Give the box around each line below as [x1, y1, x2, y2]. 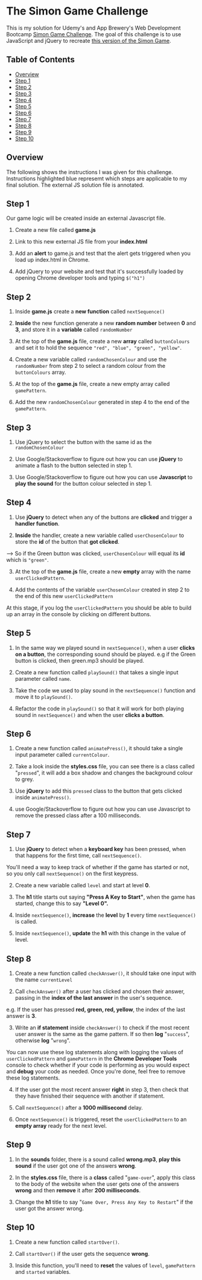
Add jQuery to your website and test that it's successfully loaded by [14, 268, 184, 275]
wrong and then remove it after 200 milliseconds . [14, 1186, 140, 1194]
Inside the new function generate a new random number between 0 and [14, 320, 196, 327]
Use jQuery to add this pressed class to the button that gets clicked [14, 787, 182, 795]
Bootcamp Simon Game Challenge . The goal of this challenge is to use [6, 30, 181, 37]
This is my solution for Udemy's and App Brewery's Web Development [6, 24, 181, 31]
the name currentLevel [14, 976, 73, 983]
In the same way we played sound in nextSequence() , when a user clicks [14, 644, 195, 651]
